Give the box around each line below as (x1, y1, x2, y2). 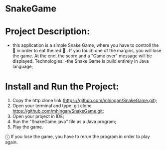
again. (5, 139, 18, 145)
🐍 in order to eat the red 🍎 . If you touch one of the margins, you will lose (12, 48, 162, 54)
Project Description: (5, 26, 90, 37)
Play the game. (12, 124, 43, 130)
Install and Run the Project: (5, 81, 119, 92)
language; (12, 63, 33, 70)
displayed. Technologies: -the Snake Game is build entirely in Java (12, 58, 149, 64)
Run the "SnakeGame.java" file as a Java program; (12, 119, 116, 125)
